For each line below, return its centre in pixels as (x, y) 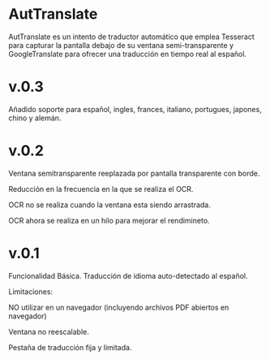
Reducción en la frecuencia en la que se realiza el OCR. (101, 189)
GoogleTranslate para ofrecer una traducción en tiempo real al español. (128, 54)
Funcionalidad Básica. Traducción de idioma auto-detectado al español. (129, 275)
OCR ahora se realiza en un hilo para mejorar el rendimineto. (109, 220)
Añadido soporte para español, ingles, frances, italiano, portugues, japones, (135, 109)
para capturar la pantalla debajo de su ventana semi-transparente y (121, 45)
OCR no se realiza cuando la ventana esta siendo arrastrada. (109, 205)
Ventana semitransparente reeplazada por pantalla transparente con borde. (134, 173)
